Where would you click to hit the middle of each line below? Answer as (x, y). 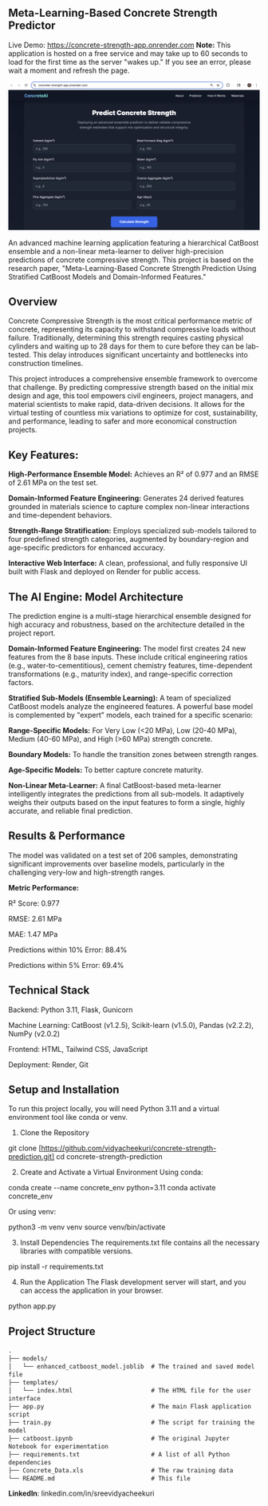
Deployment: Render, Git (49, 1064)
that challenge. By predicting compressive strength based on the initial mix (131, 388)
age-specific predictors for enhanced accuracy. (87, 548)
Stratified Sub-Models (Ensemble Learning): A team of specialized (120, 698)
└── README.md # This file (100, 1479)
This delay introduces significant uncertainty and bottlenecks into (141, 355)
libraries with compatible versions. (76, 1251)
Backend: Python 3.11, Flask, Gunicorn (71, 1010)
